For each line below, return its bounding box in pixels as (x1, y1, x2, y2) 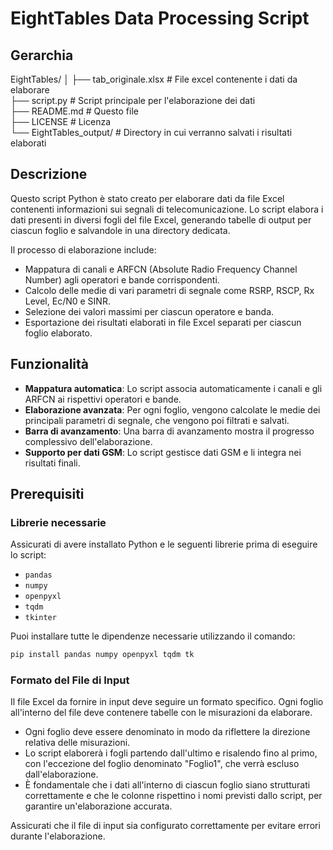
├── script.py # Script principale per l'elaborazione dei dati (10, 95, 256, 106)
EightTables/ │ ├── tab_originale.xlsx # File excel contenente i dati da (10, 73, 298, 85)
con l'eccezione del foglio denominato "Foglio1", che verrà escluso (24, 758, 300, 770)
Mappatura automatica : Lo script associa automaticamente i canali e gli (24, 382, 323, 394)
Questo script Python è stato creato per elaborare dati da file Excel (10, 192, 285, 204)
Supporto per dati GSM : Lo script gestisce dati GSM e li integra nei (24, 446, 302, 458)
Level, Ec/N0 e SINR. (24, 295, 111, 307)
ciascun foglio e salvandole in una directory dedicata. (10, 224, 231, 236)
